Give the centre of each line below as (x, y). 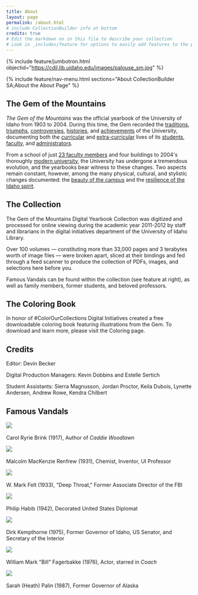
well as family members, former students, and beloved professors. (87, 285)
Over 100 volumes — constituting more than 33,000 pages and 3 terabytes (97, 249)
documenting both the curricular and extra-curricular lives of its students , (95, 137)
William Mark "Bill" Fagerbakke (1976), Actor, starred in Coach (82, 562)
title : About (22, 12)
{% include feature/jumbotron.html (48, 61)
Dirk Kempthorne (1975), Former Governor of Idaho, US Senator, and (89, 532)
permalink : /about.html (35, 22)
